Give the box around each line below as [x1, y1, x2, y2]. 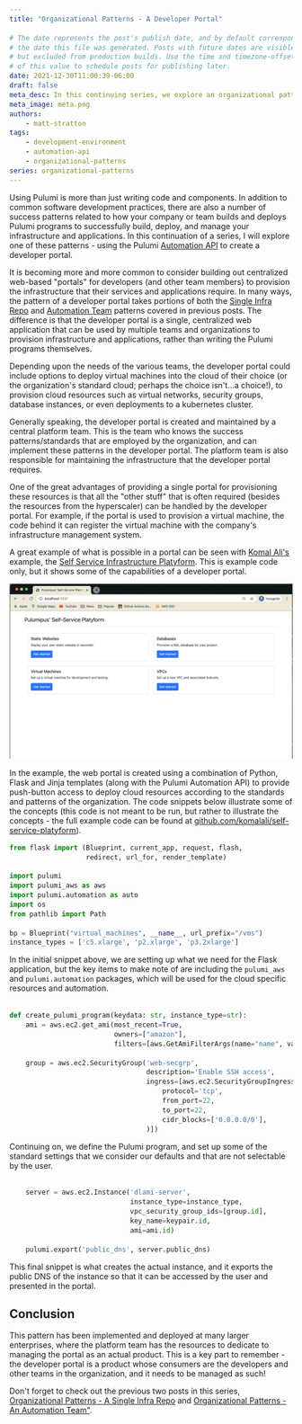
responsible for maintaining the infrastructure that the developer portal [9, 454, 271, 465]
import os [9, 900, 47, 909]
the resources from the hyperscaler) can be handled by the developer [9, 500, 268, 512]
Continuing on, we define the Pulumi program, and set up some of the [9, 1141, 268, 1152]
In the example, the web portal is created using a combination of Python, [9, 767, 279, 778]
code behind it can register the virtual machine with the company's [9, 520, 258, 530]
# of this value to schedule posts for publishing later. [9, 62, 231, 71]
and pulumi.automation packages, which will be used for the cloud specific [9, 974, 287, 984]
